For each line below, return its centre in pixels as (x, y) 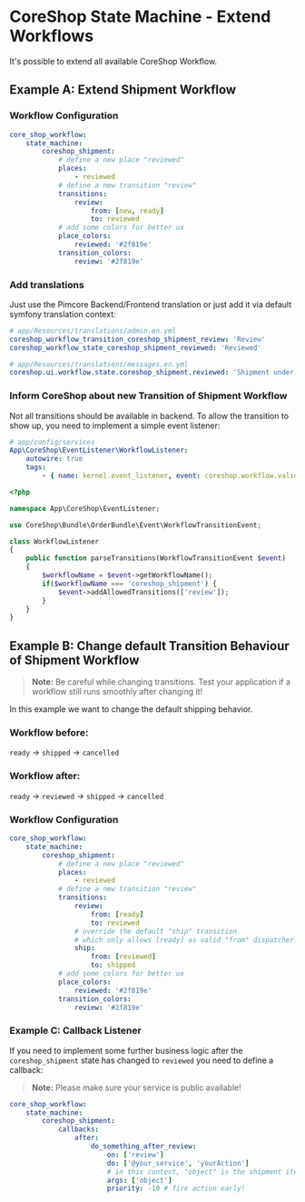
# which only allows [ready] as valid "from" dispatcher (184, 940)
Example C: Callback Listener (76, 1031)
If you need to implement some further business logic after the (126, 1050)
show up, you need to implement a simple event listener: (115, 426)
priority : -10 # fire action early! (176, 1188)
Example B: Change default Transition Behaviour (150, 646)
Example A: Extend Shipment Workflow (123, 90)
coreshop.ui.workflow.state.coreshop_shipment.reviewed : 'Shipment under (152, 373)
